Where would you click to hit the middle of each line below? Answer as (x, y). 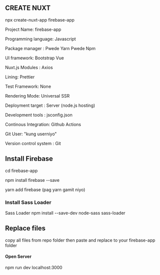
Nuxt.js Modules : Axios (29, 67)
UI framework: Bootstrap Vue (35, 58)
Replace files (25, 228)
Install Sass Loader (28, 202)
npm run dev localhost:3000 (34, 267)
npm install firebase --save (32, 180)
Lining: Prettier (20, 77)
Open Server (18, 256)
